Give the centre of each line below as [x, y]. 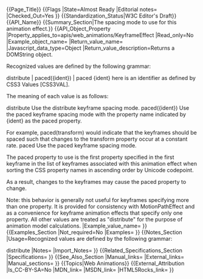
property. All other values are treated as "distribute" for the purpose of [95, 219]
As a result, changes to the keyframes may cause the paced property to [96, 182]
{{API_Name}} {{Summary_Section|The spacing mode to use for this [91, 22]
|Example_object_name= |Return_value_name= [65, 42]
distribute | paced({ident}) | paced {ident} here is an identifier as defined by [101, 78]
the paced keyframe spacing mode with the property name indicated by [96, 114]
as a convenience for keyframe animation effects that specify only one [95, 213]
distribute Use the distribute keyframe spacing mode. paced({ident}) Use [98, 108]
